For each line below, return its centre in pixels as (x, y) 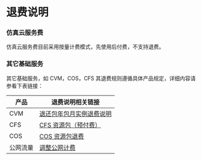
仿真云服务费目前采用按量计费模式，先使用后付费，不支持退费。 (85, 47)
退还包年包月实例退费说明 (76, 114)
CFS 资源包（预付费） (70, 125)
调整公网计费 (58, 147)
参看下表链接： (25, 85)
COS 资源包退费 (62, 136)
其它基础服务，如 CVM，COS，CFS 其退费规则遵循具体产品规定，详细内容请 (101, 78)
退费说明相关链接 (76, 102)
